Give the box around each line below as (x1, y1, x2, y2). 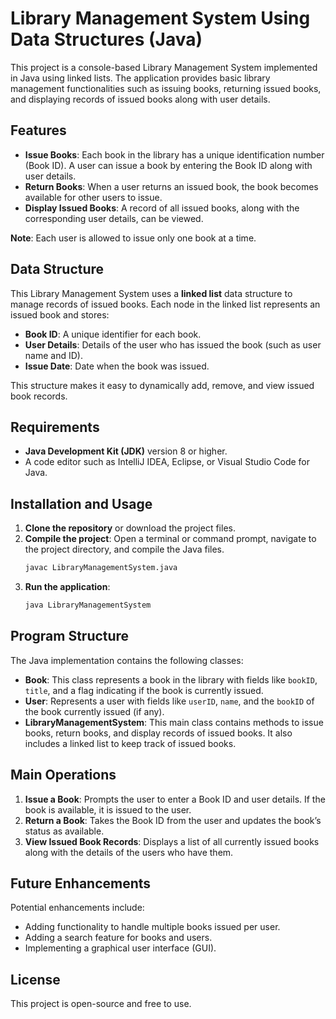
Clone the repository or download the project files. (24, 522, 236, 534)
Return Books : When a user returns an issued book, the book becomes (24, 180, 319, 192)
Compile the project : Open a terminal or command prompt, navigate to (24, 533, 317, 545)
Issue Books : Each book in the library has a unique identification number (24, 148, 325, 161)
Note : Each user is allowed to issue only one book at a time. (10, 232, 257, 244)
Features (10, 122, 67, 139)
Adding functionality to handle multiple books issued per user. (24, 921, 281, 933)
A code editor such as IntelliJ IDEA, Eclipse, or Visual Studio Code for (24, 456, 311, 468)
